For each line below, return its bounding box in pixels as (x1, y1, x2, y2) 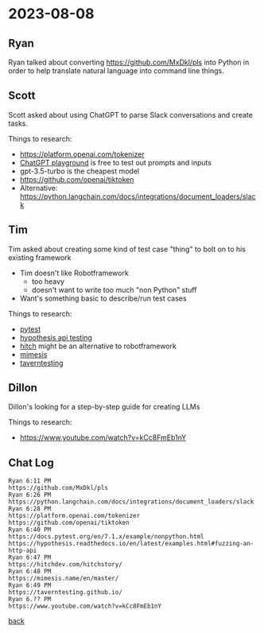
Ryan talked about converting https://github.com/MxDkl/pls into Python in (8, 57, 250, 67)
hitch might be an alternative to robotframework (19, 341, 177, 351)
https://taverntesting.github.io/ (8, 588, 123, 596)
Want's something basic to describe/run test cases (19, 293, 187, 303)
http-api (8, 546, 37, 555)
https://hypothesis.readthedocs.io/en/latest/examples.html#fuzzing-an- (8, 540, 254, 548)
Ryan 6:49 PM (8, 581, 52, 589)
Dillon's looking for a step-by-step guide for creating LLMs (8, 402, 200, 412)
